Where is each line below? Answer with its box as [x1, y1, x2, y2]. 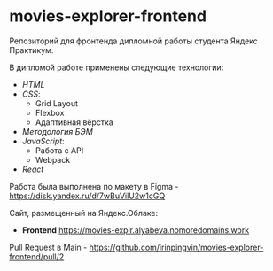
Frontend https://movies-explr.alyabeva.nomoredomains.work [21, 224, 250, 236]
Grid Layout [35, 97, 78, 108]
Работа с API [35, 144, 84, 156]
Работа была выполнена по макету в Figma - [9, 181, 179, 191]
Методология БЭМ [21, 126, 93, 136]
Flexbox [35, 107, 65, 118]
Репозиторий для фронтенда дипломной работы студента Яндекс [9, 35, 259, 46]
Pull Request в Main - [9, 242, 88, 252]
